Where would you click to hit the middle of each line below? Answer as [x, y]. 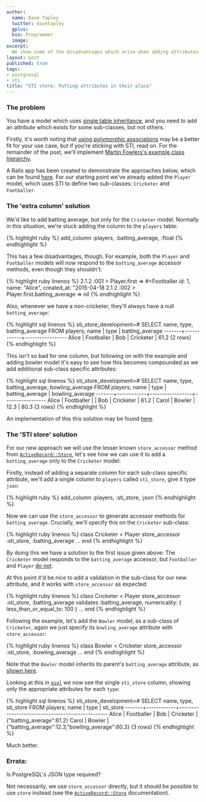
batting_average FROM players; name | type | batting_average [85, 331]
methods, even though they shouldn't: [54, 269]
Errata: [17, 761]
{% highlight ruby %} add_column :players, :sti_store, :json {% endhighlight [101, 497]
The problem [26, 107]
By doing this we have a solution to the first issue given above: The [91, 553]
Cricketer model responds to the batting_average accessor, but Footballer [102, 559]
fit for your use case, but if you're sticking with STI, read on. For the [92, 146]
